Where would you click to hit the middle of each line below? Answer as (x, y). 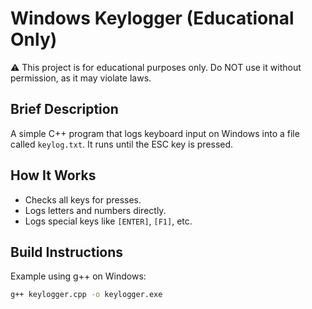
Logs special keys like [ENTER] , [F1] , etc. (108, 221)
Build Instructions (67, 252)
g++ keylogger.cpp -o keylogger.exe (86, 295)
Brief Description (64, 109)
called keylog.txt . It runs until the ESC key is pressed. (122, 144)
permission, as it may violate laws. (81, 78)
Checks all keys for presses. (83, 199)
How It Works (53, 175)
